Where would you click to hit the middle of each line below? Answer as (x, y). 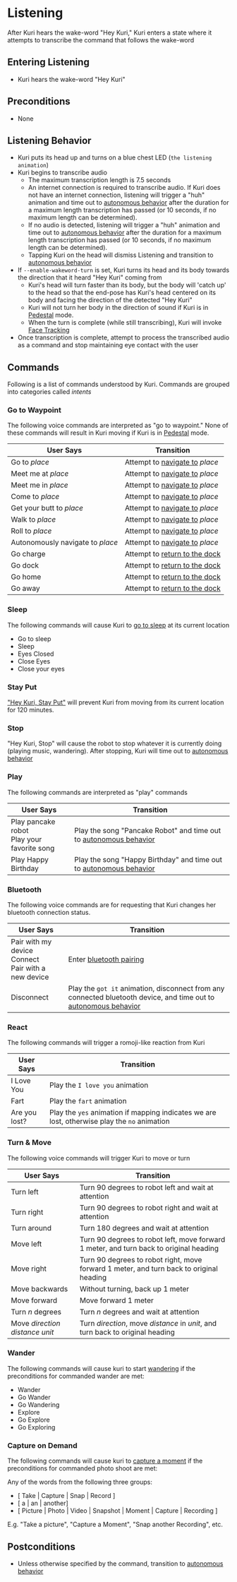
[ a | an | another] (43, 1503)
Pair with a (28, 968)
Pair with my (31, 942)
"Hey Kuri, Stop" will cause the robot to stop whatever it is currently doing (115, 743)
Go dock (25, 565)
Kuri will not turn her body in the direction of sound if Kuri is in (118, 308)
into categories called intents (49, 392)
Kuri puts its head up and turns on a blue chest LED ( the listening (115, 157)
